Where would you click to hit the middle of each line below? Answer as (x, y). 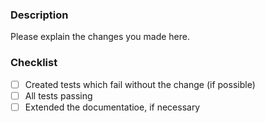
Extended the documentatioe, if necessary (112, 107)
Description (39, 15)
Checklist (34, 63)
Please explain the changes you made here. (100, 37)
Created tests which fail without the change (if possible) (140, 84)
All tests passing (58, 95)
